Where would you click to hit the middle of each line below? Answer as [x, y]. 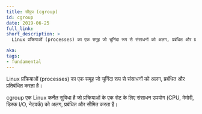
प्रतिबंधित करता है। [24, 85]
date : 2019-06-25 [28, 23]
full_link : [20, 28]
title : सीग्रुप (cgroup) [32, 12]
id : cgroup [20, 17]
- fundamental [24, 61]
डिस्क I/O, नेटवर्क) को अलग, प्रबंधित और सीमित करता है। [62, 104]
